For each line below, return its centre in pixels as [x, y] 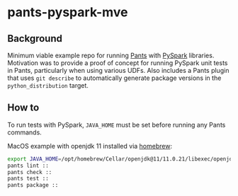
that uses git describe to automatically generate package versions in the [114, 78]
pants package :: [33, 185]
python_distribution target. [48, 85]
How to [23, 108]
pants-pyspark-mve [68, 12]
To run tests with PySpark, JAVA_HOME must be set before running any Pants [117, 125]
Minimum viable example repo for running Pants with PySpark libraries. [111, 55]
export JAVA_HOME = [34, 159]
